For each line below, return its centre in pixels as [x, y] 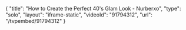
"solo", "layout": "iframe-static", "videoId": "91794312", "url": [79, 15]
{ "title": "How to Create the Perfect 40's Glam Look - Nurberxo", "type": [93, 9]
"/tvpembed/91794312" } [36, 21]
